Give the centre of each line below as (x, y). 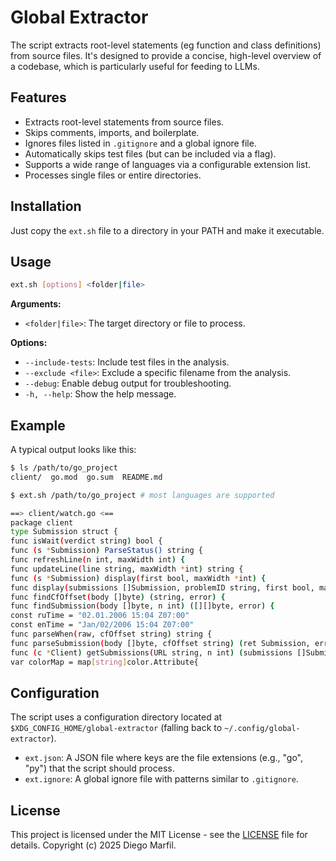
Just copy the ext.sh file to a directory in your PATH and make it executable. (167, 230)
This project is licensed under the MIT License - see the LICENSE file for (159, 835)
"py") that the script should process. (99, 768)
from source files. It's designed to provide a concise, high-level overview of (166, 55)
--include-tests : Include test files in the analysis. (127, 362)
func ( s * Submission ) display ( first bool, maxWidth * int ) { (138, 578)
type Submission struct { (64, 532)
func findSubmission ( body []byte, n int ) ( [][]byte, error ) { (142, 606)
